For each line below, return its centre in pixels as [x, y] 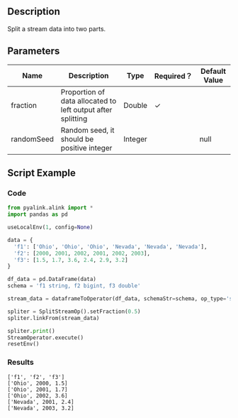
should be [77, 139]
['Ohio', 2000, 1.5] [38, 383]
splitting [74, 119]
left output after [86, 109]
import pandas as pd [38, 215]
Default [214, 71]
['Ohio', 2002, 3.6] [38, 396]
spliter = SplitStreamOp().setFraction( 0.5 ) [74, 312]
